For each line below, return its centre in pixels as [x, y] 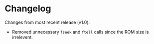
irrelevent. [22, 37]
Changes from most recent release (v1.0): [47, 22]
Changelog [28, 9]
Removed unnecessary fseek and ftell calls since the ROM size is [80, 32]
